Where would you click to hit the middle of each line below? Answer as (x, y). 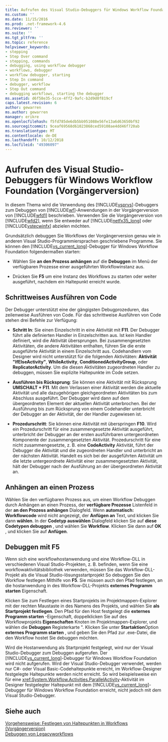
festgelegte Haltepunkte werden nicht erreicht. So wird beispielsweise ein (81, 674)
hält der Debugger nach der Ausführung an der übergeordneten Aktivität (87, 466)
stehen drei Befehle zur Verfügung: (41, 320)
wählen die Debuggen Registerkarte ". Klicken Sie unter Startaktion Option (82, 627)
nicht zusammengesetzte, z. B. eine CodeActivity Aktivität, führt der (83, 445)
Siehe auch (23, 711)
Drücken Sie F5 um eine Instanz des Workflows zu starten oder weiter (84, 276)
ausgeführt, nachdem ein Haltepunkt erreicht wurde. (66, 281)
